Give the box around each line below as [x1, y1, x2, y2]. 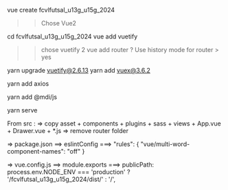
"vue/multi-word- [140, 140, 190, 148]
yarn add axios [7, 80, 49, 88]
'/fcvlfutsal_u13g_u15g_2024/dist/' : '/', [7, 175, 116, 183]
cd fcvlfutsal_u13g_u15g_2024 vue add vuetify [7, 32, 138, 40]
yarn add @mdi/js [7, 93, 57, 101]
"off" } [67, 147, 85, 155]
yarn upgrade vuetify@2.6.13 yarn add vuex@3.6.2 [7, 67, 151, 74]
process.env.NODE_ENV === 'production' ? [7, 168, 130, 176]
